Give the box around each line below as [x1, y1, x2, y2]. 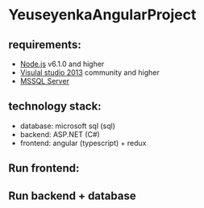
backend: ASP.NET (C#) [19, 129, 101, 139]
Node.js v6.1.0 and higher [19, 59, 105, 69]
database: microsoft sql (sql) [19, 121, 115, 131]
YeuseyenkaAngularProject [8, 6, 197, 24]
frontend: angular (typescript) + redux [19, 138, 147, 148]
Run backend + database [8, 189, 136, 202]
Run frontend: [8, 161, 80, 175]
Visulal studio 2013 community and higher [19, 68, 160, 77]
